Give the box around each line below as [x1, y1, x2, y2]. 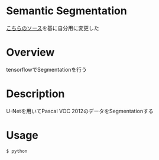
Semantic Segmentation [6, 4, 127, 18]
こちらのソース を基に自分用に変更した [6, 24, 99, 31]
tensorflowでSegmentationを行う [6, 66, 87, 73]
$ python [6, 148, 28, 154]
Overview [6, 46, 55, 59]
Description [6, 87, 65, 101]
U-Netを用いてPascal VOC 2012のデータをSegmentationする [6, 107, 154, 114]
